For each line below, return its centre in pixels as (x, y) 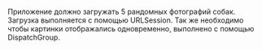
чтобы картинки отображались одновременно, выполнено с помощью (131, 29)
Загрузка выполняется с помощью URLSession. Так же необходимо (126, 20)
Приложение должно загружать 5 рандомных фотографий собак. (122, 12)
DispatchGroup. (34, 37)
